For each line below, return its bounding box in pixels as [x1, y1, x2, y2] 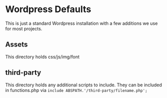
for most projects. [5, 25, 43, 31]
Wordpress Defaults [5, 4, 92, 15]
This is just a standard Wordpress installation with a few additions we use [5, 20, 158, 26]
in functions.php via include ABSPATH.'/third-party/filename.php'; [5, 87, 148, 93]
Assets [5, 40, 28, 49]
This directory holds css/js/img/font [5, 54, 80, 60]
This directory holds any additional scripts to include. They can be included [5, 82, 162, 88]
